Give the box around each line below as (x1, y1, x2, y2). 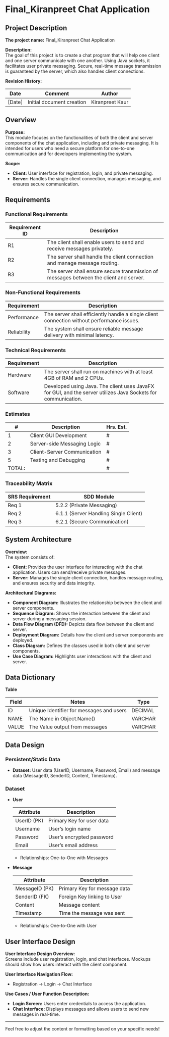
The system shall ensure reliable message (44, 325, 143, 332)
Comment (45, 90, 69, 97)
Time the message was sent (58, 910, 125, 917)
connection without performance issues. (44, 317, 140, 324)
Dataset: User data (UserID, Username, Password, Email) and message (12, 767, 160, 773)
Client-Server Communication (30, 449, 102, 456)
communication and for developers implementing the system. (5, 151, 132, 157)
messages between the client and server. (47, 274, 145, 281)
